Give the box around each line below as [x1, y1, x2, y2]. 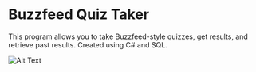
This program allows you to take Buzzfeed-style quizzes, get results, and [8, 32, 249, 41]
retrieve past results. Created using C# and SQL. [8, 40, 167, 49]
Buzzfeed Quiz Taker [8, 6, 150, 24]
